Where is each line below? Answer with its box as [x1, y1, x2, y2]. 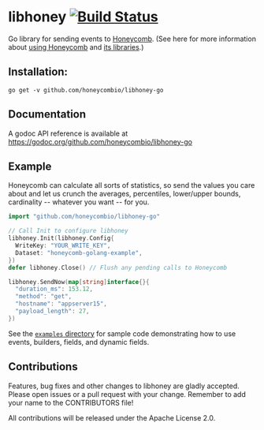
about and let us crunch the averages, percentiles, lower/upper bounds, [8, 189, 241, 199]
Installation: [8, 65, 69, 79]
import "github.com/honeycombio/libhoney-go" [8, 213, 160, 221]
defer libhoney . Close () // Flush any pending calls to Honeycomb [8, 264, 227, 271]
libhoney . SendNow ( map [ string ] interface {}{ [8, 278, 150, 286]
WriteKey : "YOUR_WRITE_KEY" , [15, 241, 111, 249]
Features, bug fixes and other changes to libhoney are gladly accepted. [8, 381, 240, 391]
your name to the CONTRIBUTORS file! [8, 398, 134, 407]
